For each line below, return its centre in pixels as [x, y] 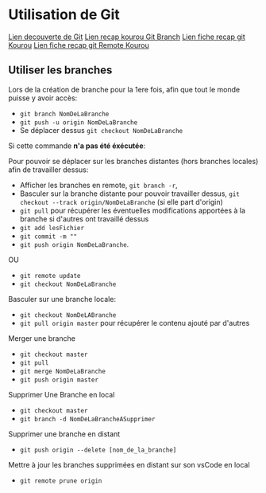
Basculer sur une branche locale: [62, 299]
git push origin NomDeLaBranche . [74, 244]
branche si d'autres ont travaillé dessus [84, 219]
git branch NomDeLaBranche [64, 114]
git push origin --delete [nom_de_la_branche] [98, 450]
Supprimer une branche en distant [64, 434]
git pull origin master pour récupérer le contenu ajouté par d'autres [135, 323]
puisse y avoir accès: [43, 98]
